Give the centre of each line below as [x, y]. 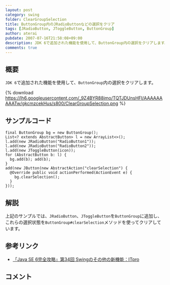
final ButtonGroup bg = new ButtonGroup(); [52, 133]
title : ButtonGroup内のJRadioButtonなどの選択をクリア [60, 24]
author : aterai [21, 33]
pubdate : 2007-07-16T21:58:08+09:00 [44, 39]
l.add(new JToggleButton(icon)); [40, 151]
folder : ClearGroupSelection [36, 19]
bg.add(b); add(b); [30, 159]
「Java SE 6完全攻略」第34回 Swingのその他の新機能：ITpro [76, 259]
